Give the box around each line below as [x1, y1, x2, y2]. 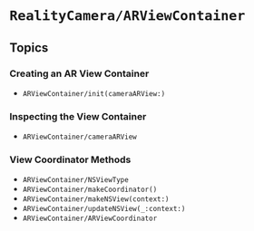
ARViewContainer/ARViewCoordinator [22, 214, 158, 224]
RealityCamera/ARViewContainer [9, 7, 246, 24]
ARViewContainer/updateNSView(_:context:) [22, 205, 186, 214]
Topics [9, 40, 49, 55]
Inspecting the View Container [9, 110, 147, 122]
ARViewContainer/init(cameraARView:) [22, 89, 166, 98]
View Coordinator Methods [9, 153, 132, 166]
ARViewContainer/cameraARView [22, 132, 138, 142]
